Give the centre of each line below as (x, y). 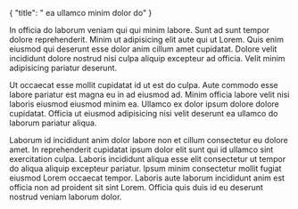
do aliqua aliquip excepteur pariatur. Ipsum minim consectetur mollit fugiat (145, 169)
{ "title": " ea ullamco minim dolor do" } (81, 13)
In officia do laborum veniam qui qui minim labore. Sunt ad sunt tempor (140, 30)
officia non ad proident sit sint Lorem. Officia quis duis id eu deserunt (136, 187)
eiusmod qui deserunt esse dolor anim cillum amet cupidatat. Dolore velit (143, 49)
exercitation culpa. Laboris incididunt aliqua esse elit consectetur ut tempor (148, 159)
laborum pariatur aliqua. (53, 123)
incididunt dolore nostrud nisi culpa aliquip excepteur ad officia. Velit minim (147, 58)
